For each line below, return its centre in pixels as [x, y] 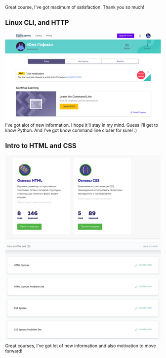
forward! [14, 351]
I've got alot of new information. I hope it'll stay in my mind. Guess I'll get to [82, 125]
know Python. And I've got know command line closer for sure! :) [71, 130]
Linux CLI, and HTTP [37, 23]
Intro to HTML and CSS [41, 146]
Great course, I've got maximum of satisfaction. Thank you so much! [75, 7]
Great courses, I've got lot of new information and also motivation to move [81, 346]
